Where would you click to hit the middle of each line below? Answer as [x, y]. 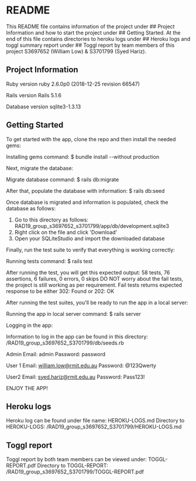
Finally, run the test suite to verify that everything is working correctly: [91, 250]
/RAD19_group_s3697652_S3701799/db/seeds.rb [65, 343]
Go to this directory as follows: [51, 220]
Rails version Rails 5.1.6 [34, 95]
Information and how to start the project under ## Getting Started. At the [93, 32]
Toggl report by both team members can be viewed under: [77, 459]
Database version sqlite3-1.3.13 [44, 107]
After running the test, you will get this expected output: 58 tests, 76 [88, 272]
